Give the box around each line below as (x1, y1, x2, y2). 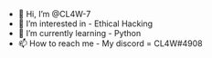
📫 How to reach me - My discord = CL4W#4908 (17, 38, 203, 49)
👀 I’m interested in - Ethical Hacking (17, 18, 154, 29)
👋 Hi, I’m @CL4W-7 (17, 9, 91, 19)
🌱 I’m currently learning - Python (17, 28, 142, 38)
